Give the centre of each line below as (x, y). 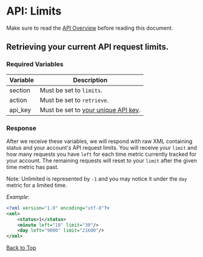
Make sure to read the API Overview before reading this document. (90, 28)
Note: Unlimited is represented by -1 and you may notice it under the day (97, 179)
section (20, 90)
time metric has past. (33, 167)
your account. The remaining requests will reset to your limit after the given (101, 160)
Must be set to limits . (71, 90)
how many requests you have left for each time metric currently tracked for (101, 154)
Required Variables (35, 64)
